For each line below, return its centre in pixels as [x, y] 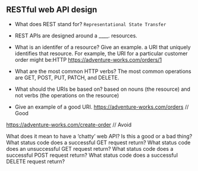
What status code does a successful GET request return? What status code [98, 142]
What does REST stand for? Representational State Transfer [90, 24]
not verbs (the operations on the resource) [67, 95]
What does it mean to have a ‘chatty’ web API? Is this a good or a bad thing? [99, 136]
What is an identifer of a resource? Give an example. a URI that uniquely [103, 47]
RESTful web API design [52, 10]
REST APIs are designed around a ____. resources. [76, 36]
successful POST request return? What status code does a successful [92, 155]
